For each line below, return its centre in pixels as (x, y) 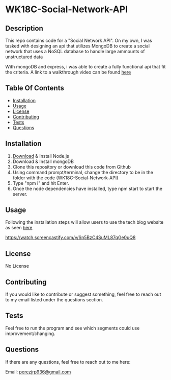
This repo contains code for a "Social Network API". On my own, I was (79, 40)
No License (17, 266)
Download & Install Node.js (41, 156)
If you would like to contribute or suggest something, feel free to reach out (83, 294)
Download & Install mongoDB (43, 161)
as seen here (19, 228)
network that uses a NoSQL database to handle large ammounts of (75, 51)
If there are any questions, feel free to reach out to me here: (68, 362)
